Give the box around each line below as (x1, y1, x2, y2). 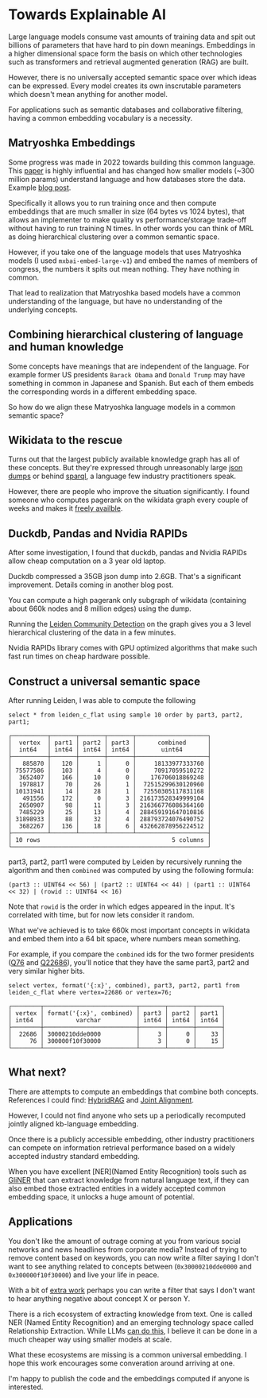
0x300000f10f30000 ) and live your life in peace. (8, 1269, 160, 1280)
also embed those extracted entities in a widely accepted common (8, 1184, 226, 1193)
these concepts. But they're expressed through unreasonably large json (8, 463, 243, 473)
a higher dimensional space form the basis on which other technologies (8, 48, 242, 58)
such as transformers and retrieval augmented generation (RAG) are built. (8, 57, 249, 67)
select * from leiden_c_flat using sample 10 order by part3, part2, (8, 711, 244, 719)
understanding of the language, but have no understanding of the (8, 296, 222, 306)
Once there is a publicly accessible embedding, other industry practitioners (8, 1134, 255, 1144)
